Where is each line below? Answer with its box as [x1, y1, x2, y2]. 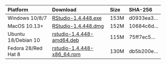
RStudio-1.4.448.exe [52, 15, 102, 21]
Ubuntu [7, 31, 25, 37]
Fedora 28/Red [7, 45, 43, 51]
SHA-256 [128, 6, 153, 13]
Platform [7, 6, 29, 13]
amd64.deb [52, 37, 79, 43]
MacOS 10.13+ [7, 23, 43, 29]
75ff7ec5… [128, 34, 156, 40]
